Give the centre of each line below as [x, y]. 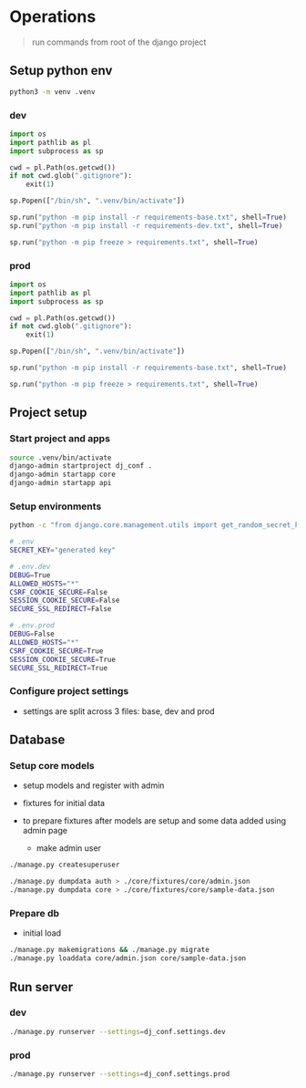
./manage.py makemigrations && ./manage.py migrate [109, 950]
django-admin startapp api [61, 483]
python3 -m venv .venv [52, 92]
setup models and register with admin [93, 785]
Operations [53, 17]
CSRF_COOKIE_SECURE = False [58, 592]
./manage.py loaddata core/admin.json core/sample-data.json [128, 958]
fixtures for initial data [64, 803]
